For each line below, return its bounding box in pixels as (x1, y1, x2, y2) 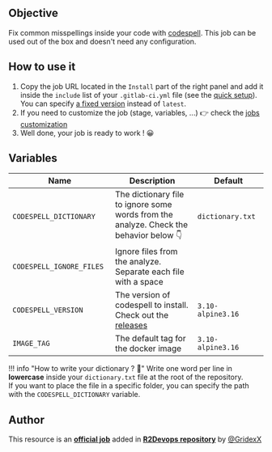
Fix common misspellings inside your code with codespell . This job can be (8, 27, 257, 37)
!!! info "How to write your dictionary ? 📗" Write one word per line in (8, 364, 233, 374)
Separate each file (114, 266, 185, 277)
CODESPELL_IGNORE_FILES (12, 262, 104, 272)
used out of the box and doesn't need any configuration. (8, 36, 197, 46)
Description (129, 175, 176, 187)
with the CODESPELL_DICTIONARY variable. (8, 390, 141, 399)
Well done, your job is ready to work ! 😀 (19, 128, 155, 137)
